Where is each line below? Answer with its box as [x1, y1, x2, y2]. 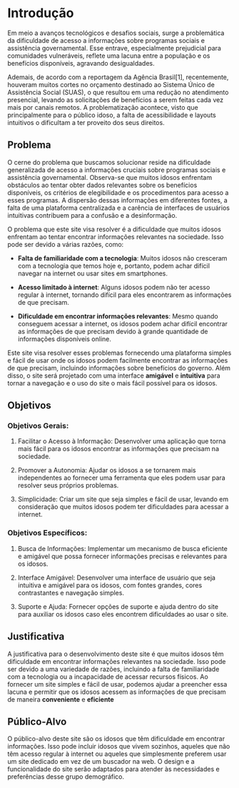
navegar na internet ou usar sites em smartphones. [17, 269, 168, 278]
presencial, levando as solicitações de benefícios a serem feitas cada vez [7, 95, 223, 104]
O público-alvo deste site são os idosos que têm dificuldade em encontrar [7, 734, 225, 743]
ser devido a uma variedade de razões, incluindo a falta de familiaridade [7, 665, 220, 673]
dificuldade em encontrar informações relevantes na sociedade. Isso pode [7, 657, 226, 665]
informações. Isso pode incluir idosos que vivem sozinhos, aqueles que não [7, 742, 230, 751]
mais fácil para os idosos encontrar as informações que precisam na [17, 445, 220, 453]
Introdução [7, 5, 74, 21]
